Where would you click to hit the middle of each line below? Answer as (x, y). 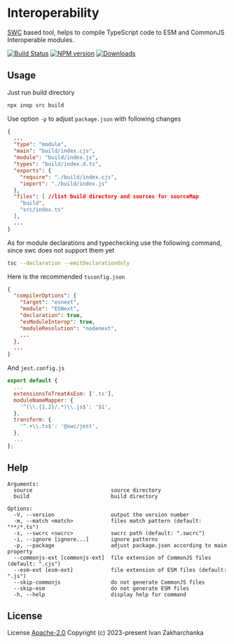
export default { (33, 381)
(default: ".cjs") (34, 564)
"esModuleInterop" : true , (58, 322)
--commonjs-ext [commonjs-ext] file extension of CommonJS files (112, 558)
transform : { (33, 420)
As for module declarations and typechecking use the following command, (115, 243)
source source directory (87, 490)
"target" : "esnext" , (50, 302)
